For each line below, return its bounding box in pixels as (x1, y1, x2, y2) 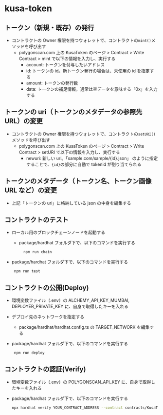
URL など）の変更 (4, 186, 57, 195)
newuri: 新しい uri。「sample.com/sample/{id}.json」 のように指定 (26, 155, 158, 161)
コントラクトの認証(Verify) (4, 365, 86, 374)
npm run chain (23, 250, 52, 255)
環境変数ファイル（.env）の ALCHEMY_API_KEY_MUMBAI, (11, 297, 130, 303)
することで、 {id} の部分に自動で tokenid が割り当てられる (26, 161, 142, 167)
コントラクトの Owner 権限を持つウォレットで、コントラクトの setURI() (11, 131, 156, 137)
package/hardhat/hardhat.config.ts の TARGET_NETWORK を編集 (18, 324, 150, 330)
